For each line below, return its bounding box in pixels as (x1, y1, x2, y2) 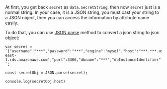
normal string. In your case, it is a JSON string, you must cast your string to (5, 9, 159, 15)
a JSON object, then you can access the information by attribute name (5, 15, 150, 20)
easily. (5, 20, 18, 26)
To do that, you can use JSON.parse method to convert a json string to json (5, 30, 160, 35)
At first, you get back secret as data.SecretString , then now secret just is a (5, 4, 161, 10)
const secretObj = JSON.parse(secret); (5, 70, 88, 75)
